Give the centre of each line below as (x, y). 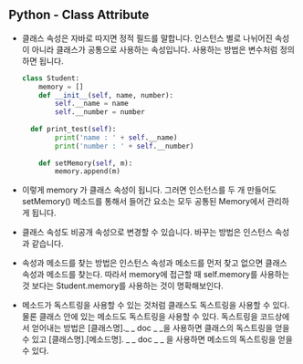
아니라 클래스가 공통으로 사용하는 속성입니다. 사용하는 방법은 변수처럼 (155, 49)
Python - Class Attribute (79, 15)
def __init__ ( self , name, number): (106, 95)
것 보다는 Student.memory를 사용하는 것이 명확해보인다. (123, 286)
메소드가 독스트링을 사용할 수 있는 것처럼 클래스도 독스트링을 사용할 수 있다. (156, 306)
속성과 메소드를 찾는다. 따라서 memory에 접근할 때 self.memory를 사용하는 (155, 275)
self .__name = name (92, 104)
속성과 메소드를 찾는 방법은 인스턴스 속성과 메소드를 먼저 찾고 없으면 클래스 (155, 263)
